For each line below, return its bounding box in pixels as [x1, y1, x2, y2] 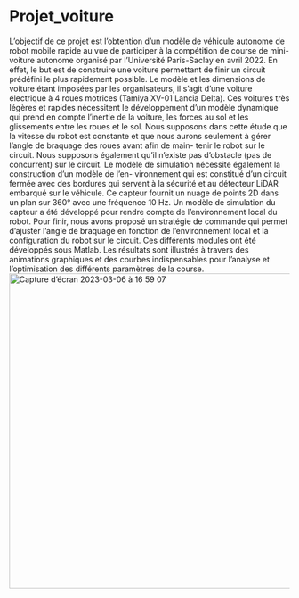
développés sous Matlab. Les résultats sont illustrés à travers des [9, 244, 249, 255]
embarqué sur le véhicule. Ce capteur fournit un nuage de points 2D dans [9, 187, 279, 198]
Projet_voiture [9, 6, 114, 27]
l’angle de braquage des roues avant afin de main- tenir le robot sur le [9, 140, 265, 151]
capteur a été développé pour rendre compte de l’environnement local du [9, 206, 278, 217]
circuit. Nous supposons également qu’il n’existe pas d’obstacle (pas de [9, 149, 272, 160]
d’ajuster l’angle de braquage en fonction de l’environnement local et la [9, 225, 269, 236]
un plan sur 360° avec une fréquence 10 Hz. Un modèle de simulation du [9, 196, 276, 207]
